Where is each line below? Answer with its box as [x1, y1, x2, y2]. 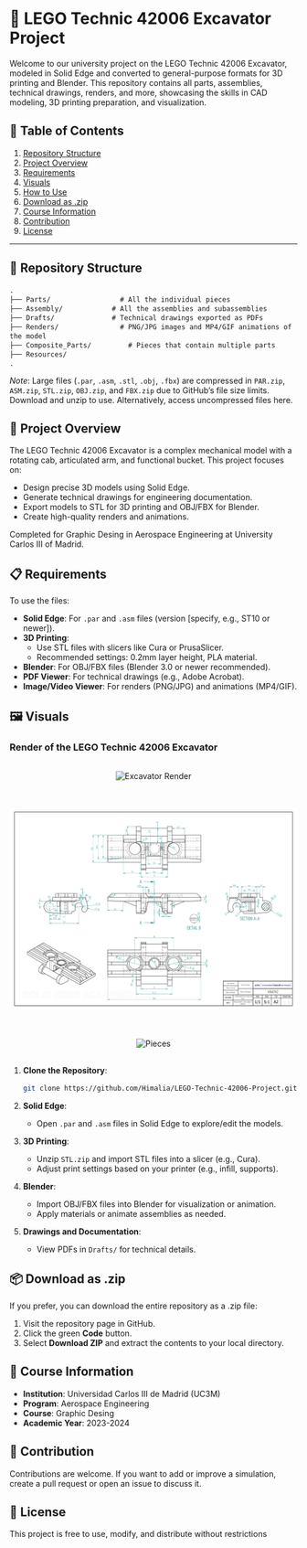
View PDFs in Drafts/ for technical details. [36, 1244, 196, 1255]
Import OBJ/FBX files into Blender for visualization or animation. [36, 1199, 277, 1210]
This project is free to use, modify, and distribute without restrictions [9, 1529, 268, 1540]
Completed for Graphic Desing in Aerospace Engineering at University [9, 529, 273, 540]
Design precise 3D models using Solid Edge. [22, 482, 190, 493]
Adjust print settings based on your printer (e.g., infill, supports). [36, 1163, 279, 1174]
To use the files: [9, 595, 70, 606]
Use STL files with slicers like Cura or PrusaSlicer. [36, 642, 224, 653]
